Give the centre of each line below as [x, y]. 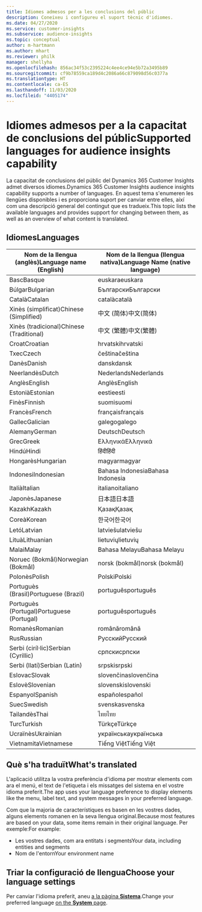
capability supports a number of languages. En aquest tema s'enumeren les [100, 193]
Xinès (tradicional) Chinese [47, 326]
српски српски [119, 652]
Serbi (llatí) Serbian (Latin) [46, 665]
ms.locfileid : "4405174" [37, 96]
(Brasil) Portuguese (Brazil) [47, 594]
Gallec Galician [29, 421]
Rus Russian [26, 638]
